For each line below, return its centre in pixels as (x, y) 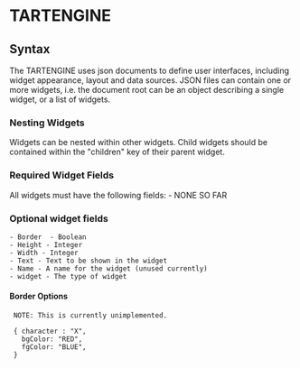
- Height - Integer (46, 244)
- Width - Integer (44, 253)
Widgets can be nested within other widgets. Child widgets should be (139, 143)
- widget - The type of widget (68, 276)
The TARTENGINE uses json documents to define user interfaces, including (150, 70)
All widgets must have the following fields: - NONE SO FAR (118, 195)
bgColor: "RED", (52, 339)
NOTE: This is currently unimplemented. (90, 316)
